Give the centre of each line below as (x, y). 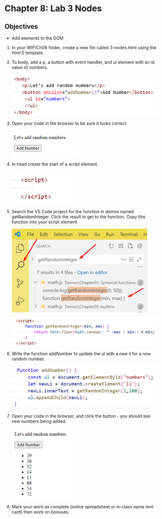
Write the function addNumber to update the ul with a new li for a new (81, 354)
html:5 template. (28, 53)
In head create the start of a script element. (55, 164)
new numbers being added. (39, 421)
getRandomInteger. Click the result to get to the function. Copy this (79, 217)
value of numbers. (30, 67)
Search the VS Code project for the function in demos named (73, 211)
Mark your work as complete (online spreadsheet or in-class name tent (82, 507)
